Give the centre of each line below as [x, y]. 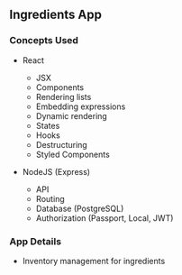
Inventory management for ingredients [94, 261]
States [48, 125]
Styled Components [73, 154]
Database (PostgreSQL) [80, 208]
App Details [35, 241]
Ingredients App [55, 15]
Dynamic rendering [72, 115]
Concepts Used [44, 41]
